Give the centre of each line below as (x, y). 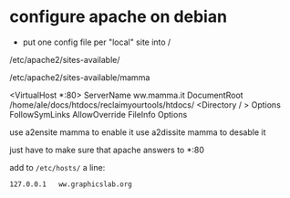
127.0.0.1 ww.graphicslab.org (71, 184)
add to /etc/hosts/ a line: (57, 167)
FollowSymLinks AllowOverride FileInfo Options (98, 114)
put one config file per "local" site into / (97, 42)
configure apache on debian (119, 17)
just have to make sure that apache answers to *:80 (107, 150)
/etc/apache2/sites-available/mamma (80, 77)
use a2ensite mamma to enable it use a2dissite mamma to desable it (138, 132)
